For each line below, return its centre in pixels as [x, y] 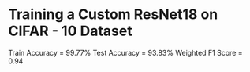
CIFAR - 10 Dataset [70, 31]
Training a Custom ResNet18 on [113, 14]
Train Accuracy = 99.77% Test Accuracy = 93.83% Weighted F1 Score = [125, 52]
